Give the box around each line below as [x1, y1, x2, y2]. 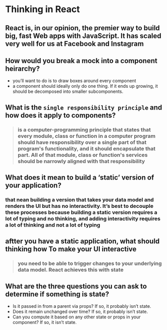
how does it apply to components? [5, 111, 116, 120]
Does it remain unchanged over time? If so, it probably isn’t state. [12, 309, 148, 315]
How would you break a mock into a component [5, 57, 157, 65]
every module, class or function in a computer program [17, 132, 155, 139]
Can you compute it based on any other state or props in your [12, 314, 141, 320]
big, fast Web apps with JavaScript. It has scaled [5, 31, 161, 40]
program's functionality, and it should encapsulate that [17, 145, 155, 152]
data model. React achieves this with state [17, 266, 124, 273]
